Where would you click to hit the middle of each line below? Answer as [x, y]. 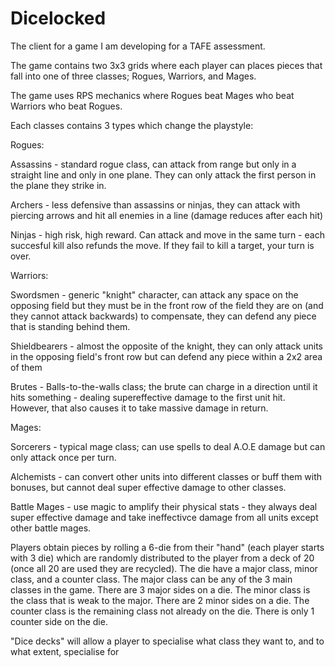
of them [26, 367]
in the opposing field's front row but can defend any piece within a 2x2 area [166, 356]
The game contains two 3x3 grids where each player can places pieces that [166, 65]
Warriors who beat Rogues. [66, 106]
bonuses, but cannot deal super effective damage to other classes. [148, 487]
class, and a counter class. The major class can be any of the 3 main [151, 579]
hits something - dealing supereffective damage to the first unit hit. [148, 397]
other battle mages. [51, 528]
